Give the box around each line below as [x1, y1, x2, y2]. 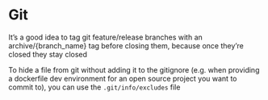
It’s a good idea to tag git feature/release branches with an [8, 32, 203, 42]
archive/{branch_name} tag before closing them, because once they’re [8, 40, 244, 50]
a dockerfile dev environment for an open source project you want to [8, 73, 237, 83]
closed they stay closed [8, 49, 87, 59]
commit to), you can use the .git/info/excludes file [8, 82, 181, 92]
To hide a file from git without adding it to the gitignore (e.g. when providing [8, 65, 260, 74]
